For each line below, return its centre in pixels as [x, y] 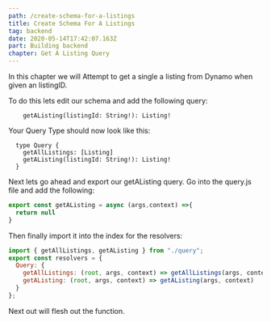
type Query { [38, 146]
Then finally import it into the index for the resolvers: [96, 235]
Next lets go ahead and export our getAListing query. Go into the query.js [130, 182]
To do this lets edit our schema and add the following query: [108, 101]
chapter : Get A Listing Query [59, 53]
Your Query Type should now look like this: [79, 131]
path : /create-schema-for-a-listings [72, 16]
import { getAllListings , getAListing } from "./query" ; [106, 250]
